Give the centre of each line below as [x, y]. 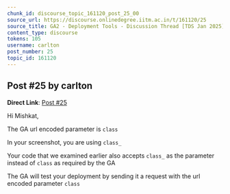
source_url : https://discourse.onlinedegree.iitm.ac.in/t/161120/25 [107, 20]
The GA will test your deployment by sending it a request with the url [104, 176]
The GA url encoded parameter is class [63, 129]
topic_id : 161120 [32, 58]
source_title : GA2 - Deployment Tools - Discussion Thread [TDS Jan [107, 26]
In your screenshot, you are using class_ [64, 142]
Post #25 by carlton [50, 86]
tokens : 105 [24, 39]
